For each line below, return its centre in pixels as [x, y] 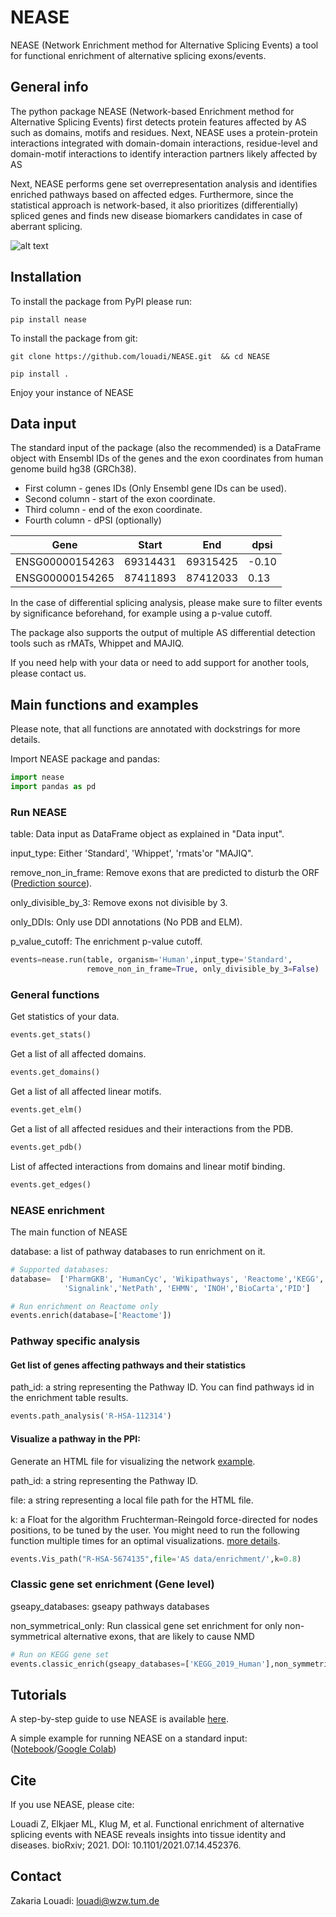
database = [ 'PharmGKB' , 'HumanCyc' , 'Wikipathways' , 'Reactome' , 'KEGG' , [167, 1279]
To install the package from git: [74, 338]
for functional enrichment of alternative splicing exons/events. [138, 55]
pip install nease [48, 319]
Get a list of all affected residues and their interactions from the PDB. [152, 1128]
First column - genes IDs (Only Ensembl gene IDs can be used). [155, 488]
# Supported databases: [60, 1269]
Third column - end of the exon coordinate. [113, 510]
